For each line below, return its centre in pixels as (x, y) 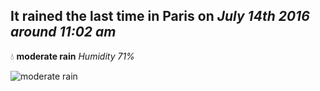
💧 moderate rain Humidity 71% (72, 56)
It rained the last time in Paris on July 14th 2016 (160, 16)
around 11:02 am (63, 32)
